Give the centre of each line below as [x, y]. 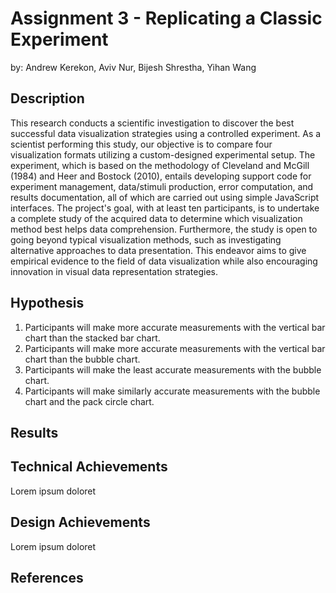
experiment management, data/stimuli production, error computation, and [162, 186]
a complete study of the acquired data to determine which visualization [156, 218]
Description [47, 98]
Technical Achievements [89, 467]
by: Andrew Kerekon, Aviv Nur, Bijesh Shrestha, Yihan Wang [133, 67]
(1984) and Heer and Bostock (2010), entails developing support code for [161, 176]
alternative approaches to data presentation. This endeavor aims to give [158, 250]
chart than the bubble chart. [82, 359]
